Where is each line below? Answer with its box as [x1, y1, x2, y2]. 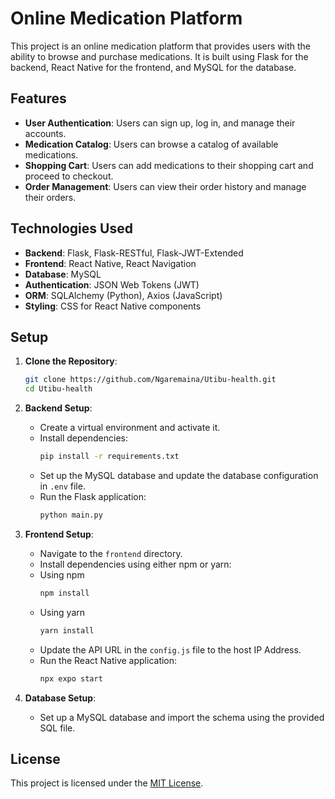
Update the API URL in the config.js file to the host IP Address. [39, 643, 302, 656]
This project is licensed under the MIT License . [10, 777, 204, 789]
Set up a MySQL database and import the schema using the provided [39, 711, 325, 723]
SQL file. [39, 722, 76, 734]
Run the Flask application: [39, 491, 147, 502]
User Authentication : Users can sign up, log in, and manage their [24, 117, 296, 129]
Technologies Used [10, 220, 133, 237]
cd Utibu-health [24, 384, 93, 394]
